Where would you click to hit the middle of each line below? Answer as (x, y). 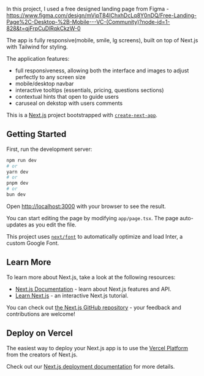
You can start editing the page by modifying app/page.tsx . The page (93, 218)
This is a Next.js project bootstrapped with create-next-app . (82, 115)
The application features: (38, 59)
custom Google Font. (33, 243)
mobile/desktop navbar (44, 83)
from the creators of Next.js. (42, 355)
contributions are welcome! (41, 314)
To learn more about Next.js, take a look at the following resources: (91, 277)
